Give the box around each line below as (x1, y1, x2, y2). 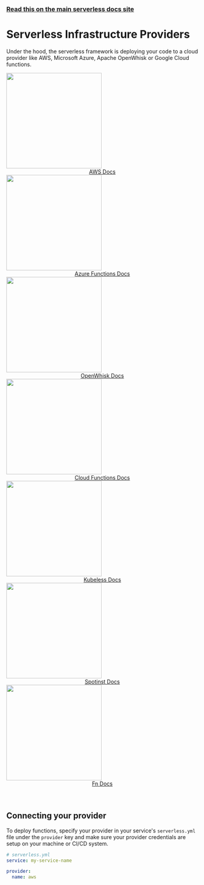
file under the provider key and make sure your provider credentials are (6, 833, 186, 840)
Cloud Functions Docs (74, 474, 130, 481)
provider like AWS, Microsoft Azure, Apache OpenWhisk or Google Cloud (6, 54, 189, 61)
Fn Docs (92, 780, 113, 787)
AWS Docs (89, 167, 116, 175)
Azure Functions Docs (74, 270, 130, 277)
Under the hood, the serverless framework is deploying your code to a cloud (6, 48, 199, 55)
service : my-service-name (6, 857, 72, 864)
